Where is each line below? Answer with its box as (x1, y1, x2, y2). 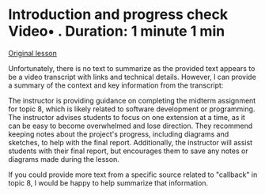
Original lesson (8, 48, 57, 58)
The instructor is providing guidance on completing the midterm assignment (8, 96, 256, 105)
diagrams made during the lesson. (8, 154, 120, 163)
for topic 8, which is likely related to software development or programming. (8, 104, 256, 114)
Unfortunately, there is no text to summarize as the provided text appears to (8, 63, 256, 73)
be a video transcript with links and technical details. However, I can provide (8, 72, 257, 81)
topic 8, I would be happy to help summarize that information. (8, 178, 208, 187)
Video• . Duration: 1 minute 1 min (8, 22, 225, 40)
